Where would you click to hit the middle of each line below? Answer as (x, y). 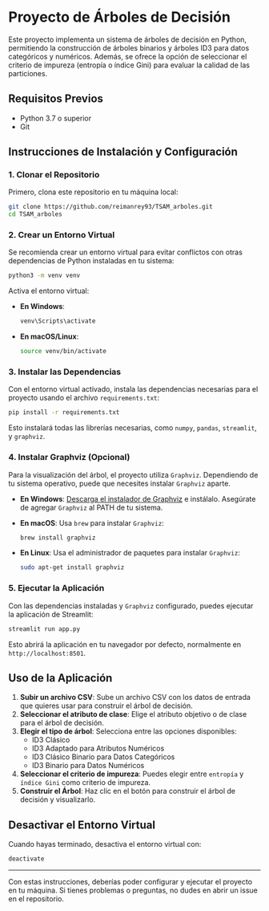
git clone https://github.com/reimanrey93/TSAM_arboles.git (111, 207)
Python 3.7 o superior (56, 118)
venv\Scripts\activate (58, 321)
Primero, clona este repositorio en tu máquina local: (93, 192)
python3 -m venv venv (44, 276)
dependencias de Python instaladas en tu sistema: (91, 261)
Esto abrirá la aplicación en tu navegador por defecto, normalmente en (125, 644)
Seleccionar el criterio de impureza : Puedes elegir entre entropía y (132, 774)
